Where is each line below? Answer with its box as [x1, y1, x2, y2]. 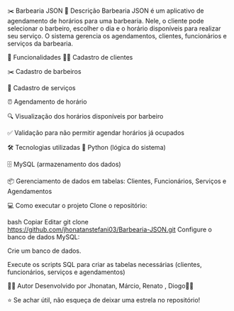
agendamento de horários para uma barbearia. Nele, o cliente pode [7, 17, 204, 25]
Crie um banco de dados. [7, 246, 82, 255]
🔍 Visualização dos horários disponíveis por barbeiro [7, 112, 164, 120]
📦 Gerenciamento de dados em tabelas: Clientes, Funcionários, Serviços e [7, 177, 227, 185]
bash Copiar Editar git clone [7, 218, 89, 226]
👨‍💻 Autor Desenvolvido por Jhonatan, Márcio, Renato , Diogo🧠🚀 [7, 282, 194, 290]
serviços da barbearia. [7, 39, 73, 48]
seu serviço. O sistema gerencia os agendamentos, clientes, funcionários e [7, 32, 227, 40]
